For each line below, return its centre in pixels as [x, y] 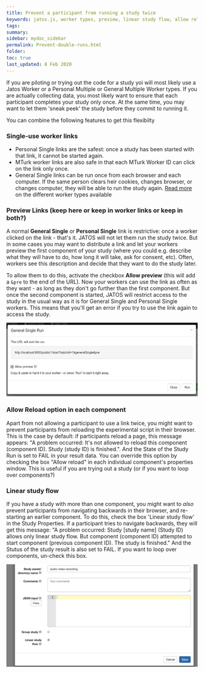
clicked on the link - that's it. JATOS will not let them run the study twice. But [102, 238]
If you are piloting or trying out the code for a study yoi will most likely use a [101, 82]
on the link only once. [42, 168]
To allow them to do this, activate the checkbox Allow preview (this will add [101, 276]
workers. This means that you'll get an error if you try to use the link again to [102, 308]
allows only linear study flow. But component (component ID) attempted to [99, 536]
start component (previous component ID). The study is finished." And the [99, 543]
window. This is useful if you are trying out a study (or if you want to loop [98, 468]
